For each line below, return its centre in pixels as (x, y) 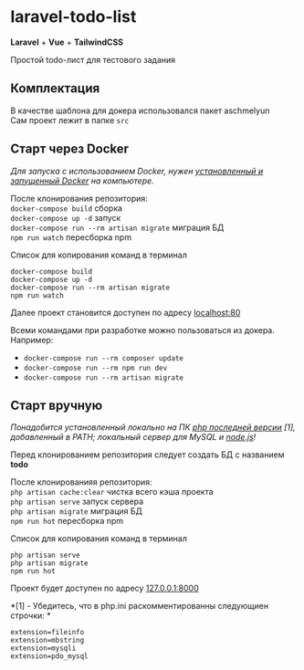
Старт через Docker (70, 149)
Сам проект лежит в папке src (70, 120)
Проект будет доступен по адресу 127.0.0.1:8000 (105, 588)
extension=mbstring (47, 641)
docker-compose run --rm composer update (103, 358)
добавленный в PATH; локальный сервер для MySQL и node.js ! (133, 437)
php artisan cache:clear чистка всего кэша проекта (112, 492)
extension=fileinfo (47, 633)
